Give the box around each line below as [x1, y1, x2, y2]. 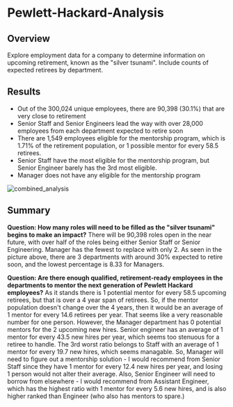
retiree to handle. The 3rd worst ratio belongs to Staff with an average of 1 [7, 340, 219, 349]
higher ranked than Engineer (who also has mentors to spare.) [7, 392, 185, 400]
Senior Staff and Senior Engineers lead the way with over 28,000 [17, 119, 204, 127]
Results [7, 86, 41, 98]
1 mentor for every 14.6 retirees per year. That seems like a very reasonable [7, 310, 223, 319]
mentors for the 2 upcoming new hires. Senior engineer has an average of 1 [7, 325, 224, 333]
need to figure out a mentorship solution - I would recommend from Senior [7, 355, 221, 363]
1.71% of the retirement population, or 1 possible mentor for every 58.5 [17, 141, 219, 150]
